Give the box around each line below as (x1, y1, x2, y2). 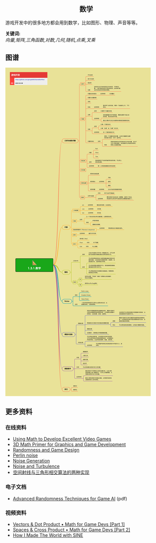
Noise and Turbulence (12, 463, 60, 470)
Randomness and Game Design (12, 447, 80, 453)
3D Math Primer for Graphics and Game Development (12, 441, 126, 448)
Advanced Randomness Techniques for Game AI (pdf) (12, 495, 127, 501)
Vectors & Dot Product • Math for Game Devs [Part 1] (12, 521, 125, 527)
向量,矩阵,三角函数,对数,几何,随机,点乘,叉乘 (5, 36, 96, 43)
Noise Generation (12, 458, 50, 464)
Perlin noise (12, 452, 38, 458)
